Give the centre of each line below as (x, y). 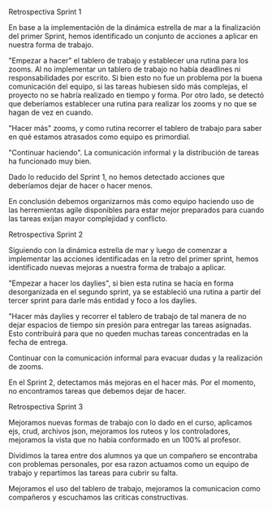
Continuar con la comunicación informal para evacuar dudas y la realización (136, 358)
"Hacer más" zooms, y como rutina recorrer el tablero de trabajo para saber (135, 128)
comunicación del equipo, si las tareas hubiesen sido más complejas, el (128, 86)
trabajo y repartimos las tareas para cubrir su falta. (93, 473)
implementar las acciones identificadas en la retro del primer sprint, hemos (134, 259)
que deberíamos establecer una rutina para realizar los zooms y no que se (133, 104)
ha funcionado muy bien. (50, 161)
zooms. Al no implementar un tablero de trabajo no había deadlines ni (125, 69)
